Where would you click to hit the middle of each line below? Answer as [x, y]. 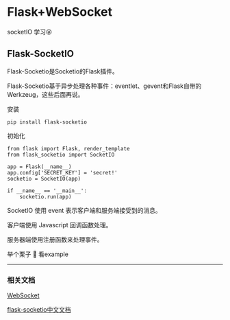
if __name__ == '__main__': [47, 191]
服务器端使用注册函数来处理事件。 [55, 239]
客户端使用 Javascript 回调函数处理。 [60, 225]
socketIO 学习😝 [30, 32]
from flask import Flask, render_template [68, 148]
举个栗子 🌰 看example [38, 254]
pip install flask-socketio [47, 122]
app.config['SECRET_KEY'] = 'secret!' [62, 172]
